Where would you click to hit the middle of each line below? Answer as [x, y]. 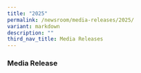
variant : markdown [34, 26]
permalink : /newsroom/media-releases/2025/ [71, 20]
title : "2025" [28, 13]
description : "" [30, 33]
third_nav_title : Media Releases [55, 39]
